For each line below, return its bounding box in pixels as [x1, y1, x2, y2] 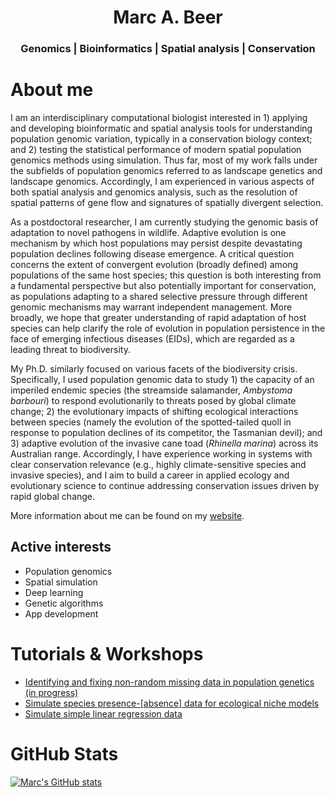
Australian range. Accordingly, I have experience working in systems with [10, 448, 313, 460]
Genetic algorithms [24, 597, 104, 609]
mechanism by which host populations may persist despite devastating [10, 237, 303, 250]
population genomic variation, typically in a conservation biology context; [10, 133, 313, 145]
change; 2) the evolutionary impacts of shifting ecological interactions [10, 406, 299, 418]
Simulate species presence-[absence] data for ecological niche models [24, 697, 320, 709]
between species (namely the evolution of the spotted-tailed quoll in [10, 416, 292, 428]
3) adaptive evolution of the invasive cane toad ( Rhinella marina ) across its [10, 437, 319, 450]
